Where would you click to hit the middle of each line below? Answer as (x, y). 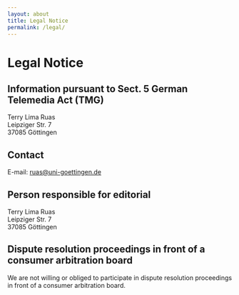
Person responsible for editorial (79, 195)
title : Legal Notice (38, 21)
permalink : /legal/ (36, 27)
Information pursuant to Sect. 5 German (98, 89)
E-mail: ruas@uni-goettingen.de (55, 172)
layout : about (29, 14)
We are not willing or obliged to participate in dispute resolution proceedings (120, 277)
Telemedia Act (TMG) (56, 100)
